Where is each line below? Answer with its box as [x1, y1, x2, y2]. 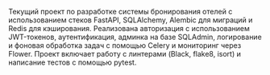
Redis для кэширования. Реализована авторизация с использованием [8, 24, 250, 33]
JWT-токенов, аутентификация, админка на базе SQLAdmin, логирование [8, 32, 262, 41]
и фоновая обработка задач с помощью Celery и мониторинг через [8, 41, 242, 50]
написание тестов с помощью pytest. [8, 57, 137, 67]
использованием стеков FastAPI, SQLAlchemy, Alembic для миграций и [8, 15, 253, 25]
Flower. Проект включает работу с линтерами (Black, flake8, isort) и [8, 49, 242, 58]
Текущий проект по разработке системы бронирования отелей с [8, 7, 233, 16]
